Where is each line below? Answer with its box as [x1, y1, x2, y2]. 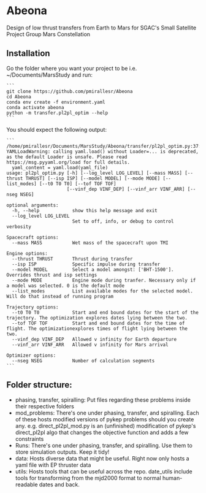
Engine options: [6, 250, 48, 256]
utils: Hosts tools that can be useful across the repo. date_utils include [15, 467, 193, 475]
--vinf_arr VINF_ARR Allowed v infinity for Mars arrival [12, 342, 169, 348]
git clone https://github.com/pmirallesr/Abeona [6, 88, 133, 94]
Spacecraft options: [6, 234, 59, 240]
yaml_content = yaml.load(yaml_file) [12, 164, 109, 170]
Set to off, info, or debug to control [72, 218, 174, 224]
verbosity [6, 223, 32, 230]
